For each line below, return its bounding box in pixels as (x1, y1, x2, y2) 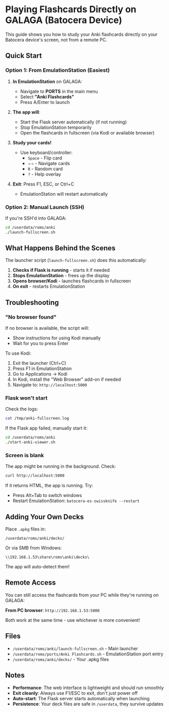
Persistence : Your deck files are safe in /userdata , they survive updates (12, 701, 164, 707)
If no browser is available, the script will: (5, 325, 90, 331)
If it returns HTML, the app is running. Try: (5, 483, 93, 489)
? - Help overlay (27, 171, 61, 177)
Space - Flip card (27, 154, 62, 161)
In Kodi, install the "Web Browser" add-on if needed (12, 376, 121, 383)
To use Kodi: (5, 350, 31, 356)
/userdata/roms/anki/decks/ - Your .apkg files (12, 656, 109, 662)
